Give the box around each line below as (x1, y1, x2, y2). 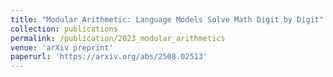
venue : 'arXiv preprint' (10, 42, 114, 53)
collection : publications (10, 24, 118, 34)
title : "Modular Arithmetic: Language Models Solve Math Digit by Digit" (10, 14, 325, 25)
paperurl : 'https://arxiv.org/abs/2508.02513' (10, 52, 208, 62)
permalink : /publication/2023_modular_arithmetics (10, 33, 226, 43)
